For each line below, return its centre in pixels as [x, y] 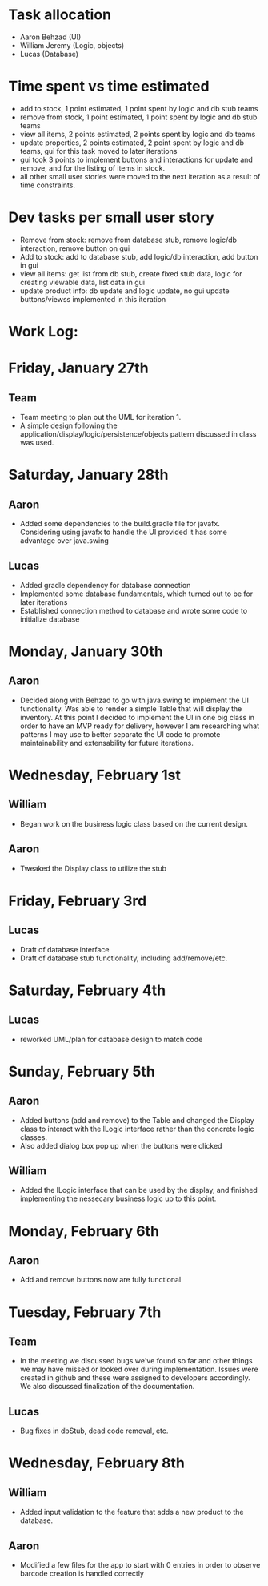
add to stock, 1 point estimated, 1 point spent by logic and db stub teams [139, 108]
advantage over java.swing [64, 541]
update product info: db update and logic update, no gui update [124, 291]
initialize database [50, 619]
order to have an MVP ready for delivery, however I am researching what [140, 726]
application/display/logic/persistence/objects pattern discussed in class [138, 434]
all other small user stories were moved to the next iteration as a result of [140, 176]
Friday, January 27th [79, 368]
